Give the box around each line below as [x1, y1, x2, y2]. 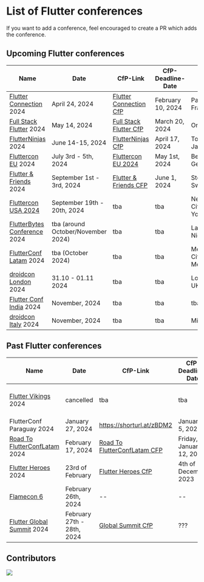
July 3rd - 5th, [51, 152, 94, 161]
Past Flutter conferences [6, 341, 102, 351]
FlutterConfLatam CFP [99, 446, 163, 454]
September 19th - [51, 198, 104, 207]
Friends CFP [112, 181, 148, 189]
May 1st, [154, 152, 180, 161]
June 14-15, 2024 [51, 138, 107, 147]
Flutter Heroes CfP [99, 467, 152, 476]
